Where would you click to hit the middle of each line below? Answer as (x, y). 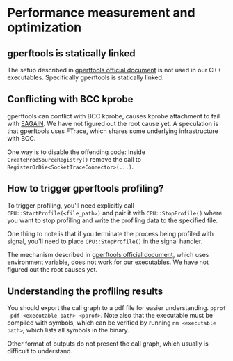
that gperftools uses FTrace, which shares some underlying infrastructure (113, 131)
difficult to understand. (40, 351)
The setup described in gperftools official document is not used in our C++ (114, 70)
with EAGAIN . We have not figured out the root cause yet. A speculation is (113, 123)
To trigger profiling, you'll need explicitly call (71, 205)
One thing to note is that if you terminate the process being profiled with (111, 233)
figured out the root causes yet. (53, 269)
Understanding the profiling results (85, 292)
